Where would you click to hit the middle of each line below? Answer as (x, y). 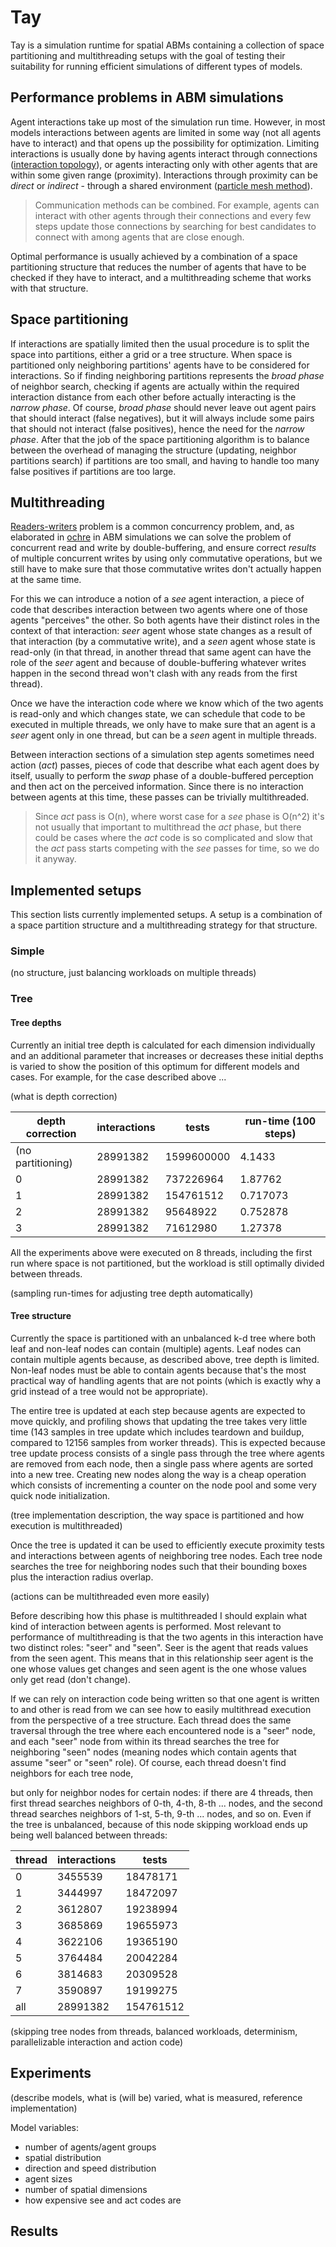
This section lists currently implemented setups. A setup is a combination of (166, 915)
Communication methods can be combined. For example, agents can (177, 205)
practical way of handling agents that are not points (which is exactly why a (166, 1380)
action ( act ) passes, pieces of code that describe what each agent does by (165, 765)
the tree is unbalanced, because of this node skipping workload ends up (159, 1824)
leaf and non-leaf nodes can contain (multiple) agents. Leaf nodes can (156, 1348)
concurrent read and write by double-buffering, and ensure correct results (163, 548)
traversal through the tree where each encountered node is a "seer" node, (163, 1730)
